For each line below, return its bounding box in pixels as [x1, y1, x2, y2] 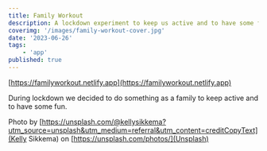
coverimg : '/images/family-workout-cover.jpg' [8, 26, 165, 34]
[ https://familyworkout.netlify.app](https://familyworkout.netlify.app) [8, 77, 232, 87]
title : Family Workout [8, 11, 83, 20]
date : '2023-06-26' [8, 33, 73, 42]
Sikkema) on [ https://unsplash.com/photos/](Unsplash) [28, 134, 209, 143]
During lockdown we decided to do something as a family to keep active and [8, 93, 259, 103]
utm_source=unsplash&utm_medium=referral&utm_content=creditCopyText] [8, 125, 258, 135]
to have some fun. [8, 101, 68, 111]
